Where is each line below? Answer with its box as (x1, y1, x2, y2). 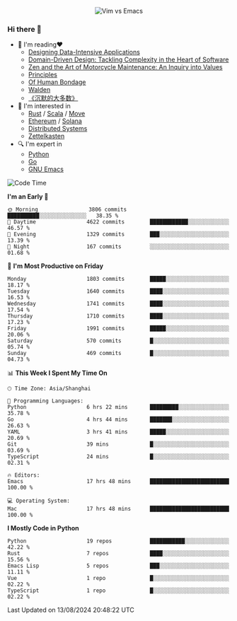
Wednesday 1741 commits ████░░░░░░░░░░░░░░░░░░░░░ (7, 301, 230, 308)
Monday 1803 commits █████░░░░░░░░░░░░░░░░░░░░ (7, 276, 230, 283)
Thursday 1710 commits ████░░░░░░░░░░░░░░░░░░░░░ (7, 313, 230, 320)
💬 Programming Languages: (7, 397, 83, 405)
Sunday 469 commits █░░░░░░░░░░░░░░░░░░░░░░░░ (7, 350, 230, 357)
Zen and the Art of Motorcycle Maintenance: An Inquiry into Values (28, 63, 223, 71)
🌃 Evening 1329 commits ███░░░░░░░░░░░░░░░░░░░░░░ (7, 231, 230, 238)
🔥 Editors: (7, 472, 40, 479)
